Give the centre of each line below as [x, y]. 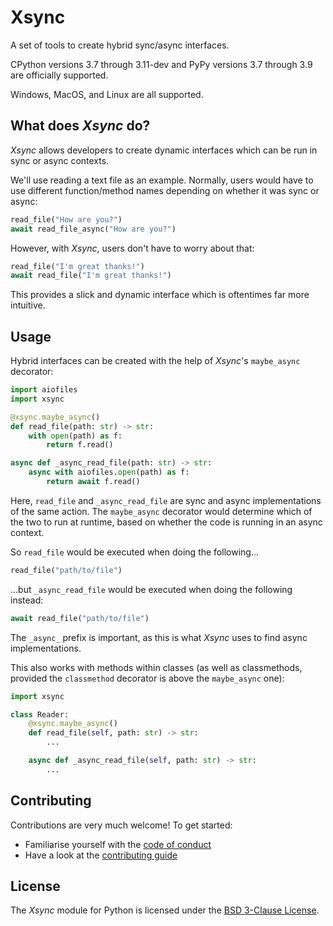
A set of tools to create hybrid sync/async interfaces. [120, 45]
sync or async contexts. [60, 160]
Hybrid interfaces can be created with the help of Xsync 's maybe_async [155, 361]
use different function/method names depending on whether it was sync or [165, 190]
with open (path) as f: [75, 436]
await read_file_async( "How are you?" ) [93, 229]
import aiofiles [44, 390]
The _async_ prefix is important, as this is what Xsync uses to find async [159, 637]
